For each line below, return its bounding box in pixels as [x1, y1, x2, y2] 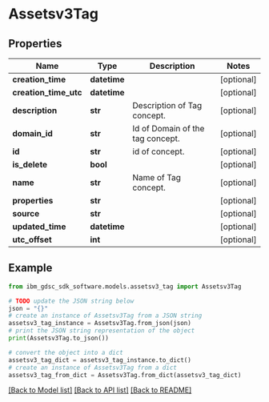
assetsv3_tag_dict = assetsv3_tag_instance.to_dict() [8, 356, 192, 364]
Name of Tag [132, 172, 182, 183]
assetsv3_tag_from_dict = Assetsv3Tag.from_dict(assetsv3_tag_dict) [8, 371, 242, 379]
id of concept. [132, 146, 185, 157]
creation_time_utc [12, 87, 82, 98]
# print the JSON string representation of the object [8, 327, 195, 335]
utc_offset [12, 234, 52, 245]
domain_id [12, 128, 54, 139]
